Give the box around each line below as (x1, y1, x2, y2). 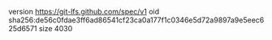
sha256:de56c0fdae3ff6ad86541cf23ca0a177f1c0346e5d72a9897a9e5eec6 (8, 15, 265, 25)
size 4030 (38, 24, 73, 33)
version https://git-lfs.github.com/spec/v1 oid (8, 7, 160, 16)
